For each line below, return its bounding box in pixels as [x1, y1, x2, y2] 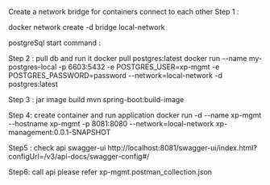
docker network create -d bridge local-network [8, 23, 165, 31]
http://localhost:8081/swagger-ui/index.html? [107, 143, 258, 152]
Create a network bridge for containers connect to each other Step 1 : [8, 7, 239, 16]
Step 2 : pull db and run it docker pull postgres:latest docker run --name [8, 54, 247, 63]
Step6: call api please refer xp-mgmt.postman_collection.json [8, 167, 212, 176]
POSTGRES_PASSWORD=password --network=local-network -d [8, 71, 223, 80]
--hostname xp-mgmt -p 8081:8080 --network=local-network [8, 119, 214, 128]
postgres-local [8, 62, 57, 72]
